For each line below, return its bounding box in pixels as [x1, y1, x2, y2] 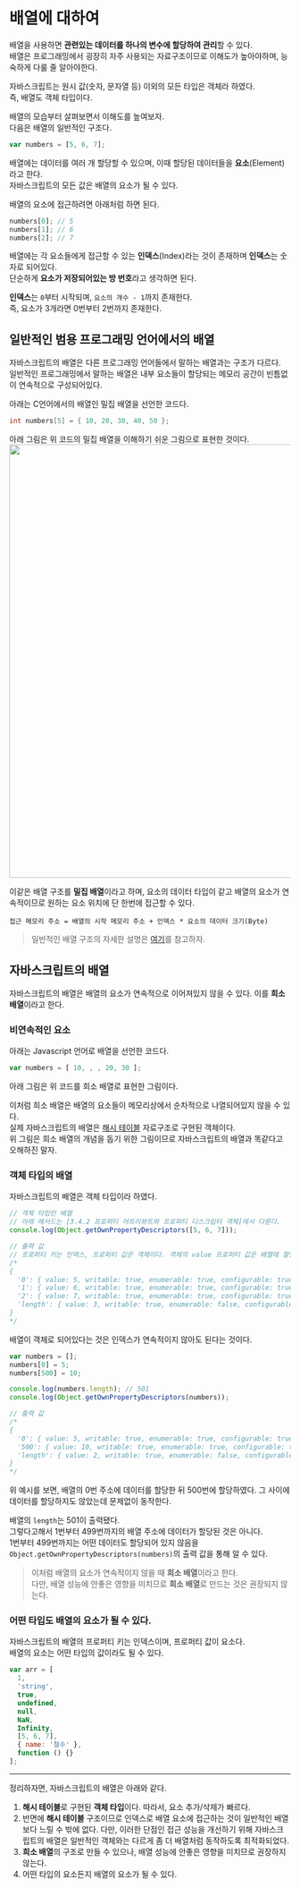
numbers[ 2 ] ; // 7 [9, 234, 74, 242]
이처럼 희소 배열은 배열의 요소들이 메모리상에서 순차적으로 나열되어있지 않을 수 [9, 1100, 281, 1110]
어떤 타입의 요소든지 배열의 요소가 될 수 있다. [21, 1868, 178, 1879]
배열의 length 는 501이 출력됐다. [9, 1515, 121, 1526]
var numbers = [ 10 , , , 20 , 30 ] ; [9, 1064, 142, 1073]
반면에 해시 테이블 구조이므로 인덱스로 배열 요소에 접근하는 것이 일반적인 [21, 1813, 272, 1824]
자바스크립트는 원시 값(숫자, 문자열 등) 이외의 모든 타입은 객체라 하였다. [9, 81, 256, 91]
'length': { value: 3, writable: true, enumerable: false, [17, 1300, 242, 1309]
